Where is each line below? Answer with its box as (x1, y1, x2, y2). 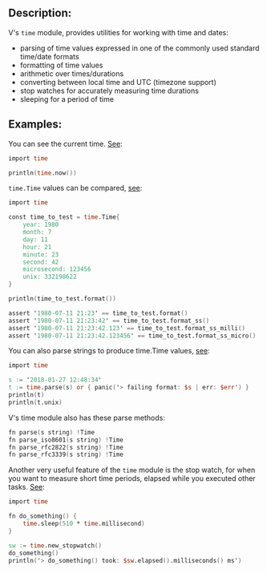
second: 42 (22, 258, 59, 266)
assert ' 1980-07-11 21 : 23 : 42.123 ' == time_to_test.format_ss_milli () (8, 324, 246, 332)
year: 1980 (22, 220, 59, 229)
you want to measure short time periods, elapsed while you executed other (8, 474, 256, 483)
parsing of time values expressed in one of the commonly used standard (19, 43, 260, 53)
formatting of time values (19, 60, 103, 70)
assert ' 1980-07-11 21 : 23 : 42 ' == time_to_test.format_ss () (8, 317, 210, 325)
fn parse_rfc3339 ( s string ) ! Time (8, 450, 124, 459)
